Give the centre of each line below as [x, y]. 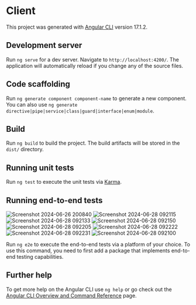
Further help [29, 275]
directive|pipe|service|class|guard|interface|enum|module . [80, 111]
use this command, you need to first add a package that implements [88, 251]
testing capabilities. [40, 257]
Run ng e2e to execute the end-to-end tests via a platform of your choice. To [98, 244]
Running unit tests [40, 168]
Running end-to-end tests [54, 200]
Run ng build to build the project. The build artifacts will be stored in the [93, 143]
